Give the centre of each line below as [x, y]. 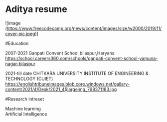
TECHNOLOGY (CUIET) [29, 78]
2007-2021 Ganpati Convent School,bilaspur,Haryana [60, 53]
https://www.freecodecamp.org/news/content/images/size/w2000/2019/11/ [84, 28]
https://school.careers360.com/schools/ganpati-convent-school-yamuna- [82, 58]
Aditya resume [36, 9]
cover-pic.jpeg [20, 33]
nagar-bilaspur [20, 63]
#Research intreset [25, 99]
